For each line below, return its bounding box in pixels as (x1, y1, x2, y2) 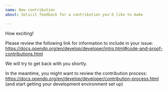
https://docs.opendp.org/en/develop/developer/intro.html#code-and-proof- (5, 45, 163, 51)
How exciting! (5, 30, 34, 36)
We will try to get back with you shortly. (5, 60, 87, 66)
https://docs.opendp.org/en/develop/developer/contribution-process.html (5, 75, 159, 81)
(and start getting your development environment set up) (5, 81, 124, 87)
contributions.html (5, 51, 43, 57)
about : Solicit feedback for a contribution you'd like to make (5, 12, 143, 17)
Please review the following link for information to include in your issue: (5, 40, 153, 46)
